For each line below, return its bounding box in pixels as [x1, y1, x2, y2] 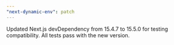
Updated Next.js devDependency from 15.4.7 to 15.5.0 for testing [6, 25, 169, 32]
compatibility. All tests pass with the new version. [6, 31, 130, 39]
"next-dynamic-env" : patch [6, 8, 75, 15]
